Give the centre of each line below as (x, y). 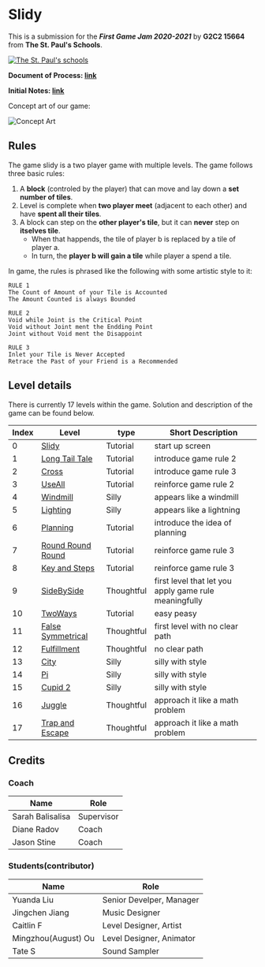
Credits (27, 760)
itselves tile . (40, 230)
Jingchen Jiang (41, 913)
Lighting (56, 510)
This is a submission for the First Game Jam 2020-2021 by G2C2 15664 (127, 36)
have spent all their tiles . (60, 214)
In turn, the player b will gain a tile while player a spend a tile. (131, 256)
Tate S (24, 950)
